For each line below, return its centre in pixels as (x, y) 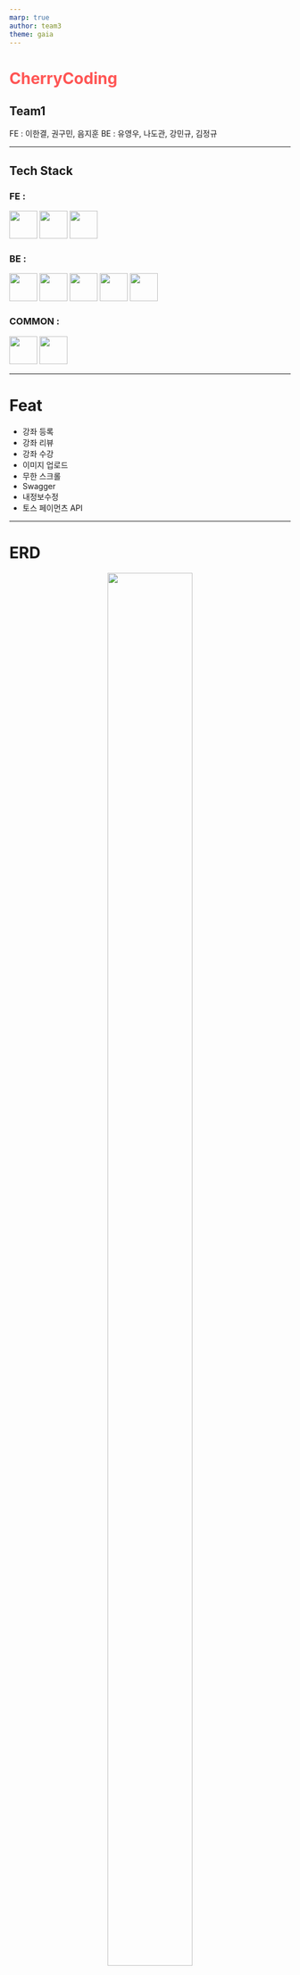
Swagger (39, 486)
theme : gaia (31, 34)
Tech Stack (41, 171)
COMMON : (34, 321)
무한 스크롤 (42, 476)
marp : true (29, 17)
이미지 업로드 (45, 464)
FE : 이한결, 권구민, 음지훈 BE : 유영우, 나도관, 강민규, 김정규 (113, 134)
